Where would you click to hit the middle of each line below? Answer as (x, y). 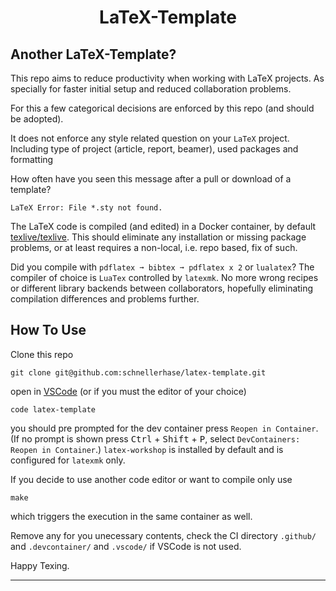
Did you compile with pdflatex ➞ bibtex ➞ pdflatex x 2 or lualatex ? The (162, 267)
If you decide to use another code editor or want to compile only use (151, 479)
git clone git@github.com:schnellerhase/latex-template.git (138, 372)
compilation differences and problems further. (105, 299)
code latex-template (53, 409)
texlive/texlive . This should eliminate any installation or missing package (158, 237)
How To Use (48, 330)
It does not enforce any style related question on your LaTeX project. (150, 138)
